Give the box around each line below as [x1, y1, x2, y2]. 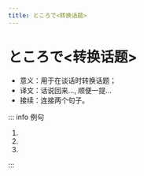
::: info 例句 [8, 112, 45, 122]
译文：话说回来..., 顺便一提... [19, 85, 112, 95]
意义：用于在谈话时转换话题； [19, 76, 116, 85]
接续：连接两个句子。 [19, 95, 89, 105]
